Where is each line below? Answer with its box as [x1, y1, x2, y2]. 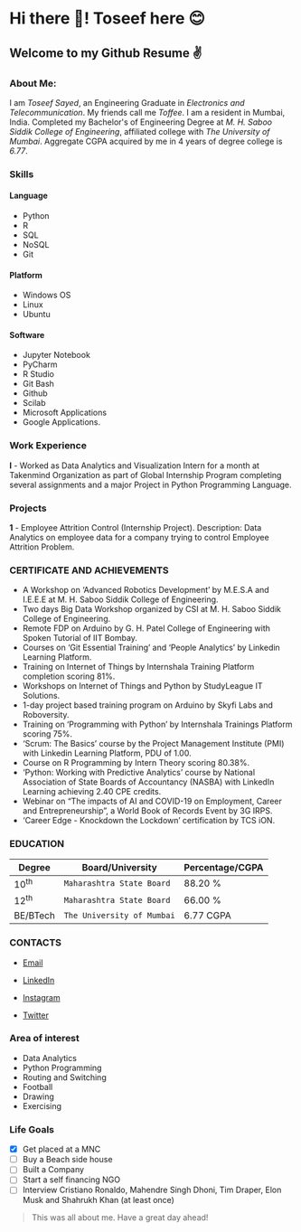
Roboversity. [22, 710, 70, 720]
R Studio [22, 369, 54, 380]
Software [9, 329, 45, 340]
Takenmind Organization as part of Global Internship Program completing [9, 469, 282, 480]
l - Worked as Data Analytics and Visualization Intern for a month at [9, 460, 260, 471]
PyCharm [22, 359, 58, 370]
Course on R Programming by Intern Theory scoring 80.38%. [22, 757, 250, 768]
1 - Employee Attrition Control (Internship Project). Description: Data [9, 522, 262, 532]
